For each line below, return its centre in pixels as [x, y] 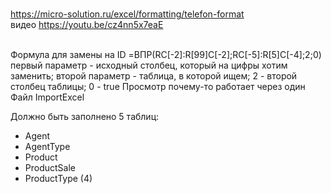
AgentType [47, 146]
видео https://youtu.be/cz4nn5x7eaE [87, 24]
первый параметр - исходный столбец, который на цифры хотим [149, 65]
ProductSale [50, 167]
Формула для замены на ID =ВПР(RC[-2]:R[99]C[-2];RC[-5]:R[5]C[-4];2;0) [166, 54]
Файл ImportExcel [47, 97]
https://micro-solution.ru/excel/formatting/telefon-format [127, 14]
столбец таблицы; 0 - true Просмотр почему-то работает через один [158, 86]
